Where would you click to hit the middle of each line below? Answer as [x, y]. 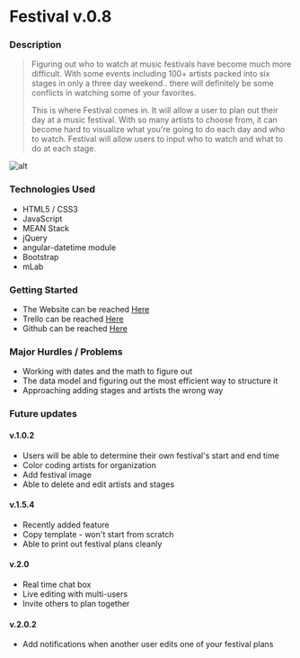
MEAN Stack [46, 228]
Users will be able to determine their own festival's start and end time [151, 455]
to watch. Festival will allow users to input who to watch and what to [157, 139]
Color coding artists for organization [89, 464]
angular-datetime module [69, 247]
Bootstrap [40, 257]
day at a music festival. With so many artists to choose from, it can [154, 120]
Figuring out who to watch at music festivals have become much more [161, 64]
